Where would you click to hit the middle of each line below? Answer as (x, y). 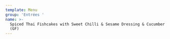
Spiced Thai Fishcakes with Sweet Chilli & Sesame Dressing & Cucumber (88, 24)
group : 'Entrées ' (25, 15)
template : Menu (21, 10)
